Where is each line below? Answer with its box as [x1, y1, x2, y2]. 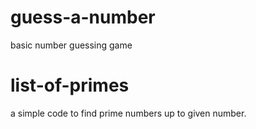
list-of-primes [10, 74, 130, 97]
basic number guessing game [10, 39, 133, 51]
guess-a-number [10, 6, 156, 29]
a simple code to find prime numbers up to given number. [10, 107, 247, 119]
